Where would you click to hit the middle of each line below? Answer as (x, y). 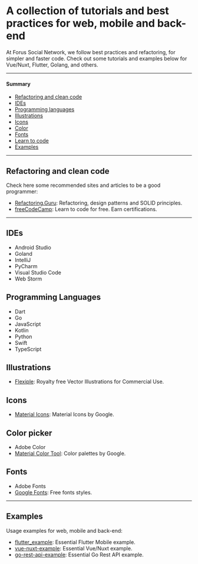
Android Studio (33, 247)
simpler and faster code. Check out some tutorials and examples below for (97, 58)
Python (23, 337)
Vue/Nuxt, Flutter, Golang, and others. (52, 65)
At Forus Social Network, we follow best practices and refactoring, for (91, 52)
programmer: (22, 191)
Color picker (29, 433)
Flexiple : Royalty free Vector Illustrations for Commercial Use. (89, 382)
